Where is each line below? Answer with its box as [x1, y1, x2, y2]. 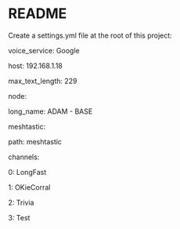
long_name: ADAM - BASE [8, 107, 93, 116]
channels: [8, 152, 40, 162]
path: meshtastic [8, 136, 63, 146]
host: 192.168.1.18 [8, 60, 63, 71]
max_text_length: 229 [8, 76, 77, 85]
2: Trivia [8, 198, 34, 207]
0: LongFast [8, 167, 47, 176]
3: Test [8, 213, 31, 222]
